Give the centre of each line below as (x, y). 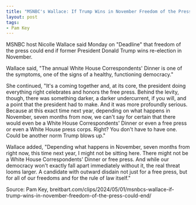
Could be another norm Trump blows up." (56, 136)
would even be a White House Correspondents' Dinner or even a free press (97, 123)
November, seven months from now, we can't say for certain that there (91, 117)
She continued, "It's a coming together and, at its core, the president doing (96, 86)
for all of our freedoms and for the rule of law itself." (69, 178)
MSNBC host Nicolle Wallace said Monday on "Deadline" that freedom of (94, 45)
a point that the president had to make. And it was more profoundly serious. (97, 105)
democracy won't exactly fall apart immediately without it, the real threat (93, 166)
